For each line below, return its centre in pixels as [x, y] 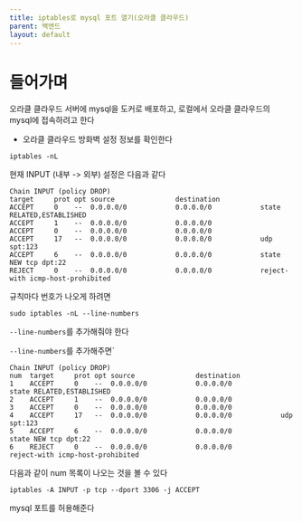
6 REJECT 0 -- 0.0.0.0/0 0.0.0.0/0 [121, 447]
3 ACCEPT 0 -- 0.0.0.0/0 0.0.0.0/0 [121, 408]
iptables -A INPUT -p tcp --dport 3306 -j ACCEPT [105, 490]
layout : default [40, 34]
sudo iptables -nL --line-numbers [75, 314]
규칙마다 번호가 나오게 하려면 [60, 297]
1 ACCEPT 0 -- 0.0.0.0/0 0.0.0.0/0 [121, 384]
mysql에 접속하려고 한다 [52, 120]
